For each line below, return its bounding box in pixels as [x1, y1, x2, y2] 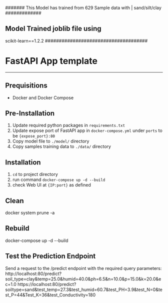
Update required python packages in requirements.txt [12, 122, 125, 128]
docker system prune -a [5, 210, 55, 215]
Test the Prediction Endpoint [5, 252, 96, 260]
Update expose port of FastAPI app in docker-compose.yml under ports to [12, 127, 162, 133]
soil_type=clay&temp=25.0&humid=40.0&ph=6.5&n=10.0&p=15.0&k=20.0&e [5, 275, 161, 282]
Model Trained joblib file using [5, 24, 101, 33]
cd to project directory [12, 171, 58, 177]
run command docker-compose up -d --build [12, 176, 105, 182]
